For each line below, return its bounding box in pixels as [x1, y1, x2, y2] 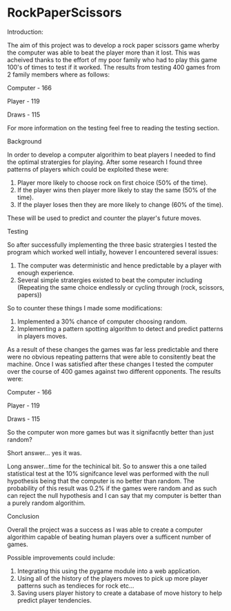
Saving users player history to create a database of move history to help [17, 588, 222, 597]
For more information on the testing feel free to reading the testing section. [7, 123, 220, 132]
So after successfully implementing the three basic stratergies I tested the [7, 240, 217, 249]
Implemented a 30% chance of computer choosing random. [17, 317, 188, 325]
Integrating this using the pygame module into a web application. [17, 567, 201, 575]
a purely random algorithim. [7, 499, 86, 507]
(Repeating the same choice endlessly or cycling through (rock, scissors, [17, 283, 225, 291]
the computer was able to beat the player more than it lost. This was [7, 48, 201, 57]
